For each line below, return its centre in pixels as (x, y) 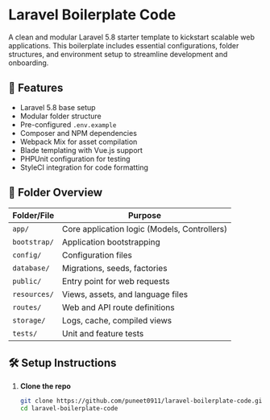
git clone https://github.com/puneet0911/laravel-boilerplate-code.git (143, 401)
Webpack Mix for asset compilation (79, 142)
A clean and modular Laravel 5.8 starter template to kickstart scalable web (132, 37)
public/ (27, 281)
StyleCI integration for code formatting (84, 167)
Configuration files (97, 255)
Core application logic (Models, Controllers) (145, 229)
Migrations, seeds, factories (114, 268)
